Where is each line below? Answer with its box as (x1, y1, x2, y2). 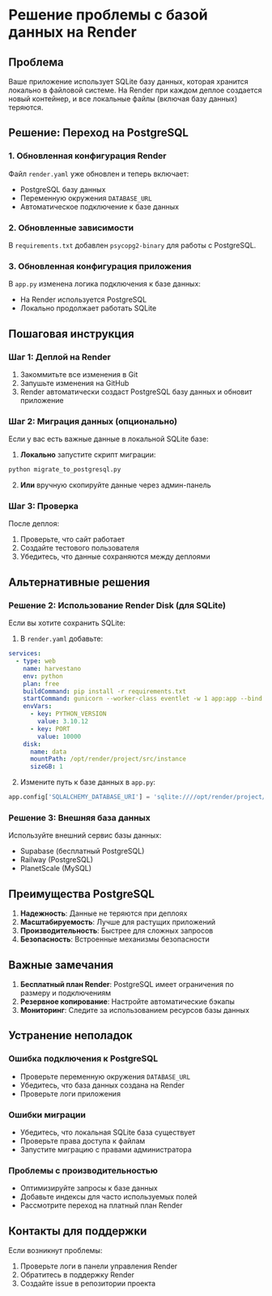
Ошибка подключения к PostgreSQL (8, 1053, 159, 1064)
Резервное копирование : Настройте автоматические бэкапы (19, 996, 235, 1006)
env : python (23, 672, 63, 680)
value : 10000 (37, 732, 82, 740)
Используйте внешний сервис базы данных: (8, 830, 162, 840)
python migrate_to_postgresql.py (8, 466, 121, 474)
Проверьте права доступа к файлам (19, 1135, 146, 1145)
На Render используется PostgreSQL (19, 294, 147, 305)
